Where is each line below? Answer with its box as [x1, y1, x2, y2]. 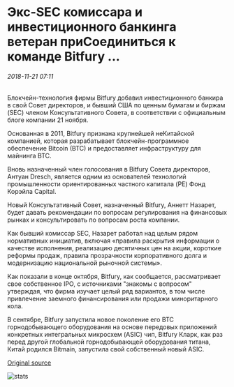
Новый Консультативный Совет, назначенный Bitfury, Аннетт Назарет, [7, 201, 217, 209]
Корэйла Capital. [7, 188, 57, 196]
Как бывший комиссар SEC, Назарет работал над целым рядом [7, 229, 198, 238]
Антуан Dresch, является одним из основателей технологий [7, 172, 187, 181]
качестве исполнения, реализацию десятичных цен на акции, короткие [7, 244, 222, 252]
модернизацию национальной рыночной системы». [7, 259, 163, 267]
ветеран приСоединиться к [7, 34, 176, 50]
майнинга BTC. [7, 151, 52, 160]
